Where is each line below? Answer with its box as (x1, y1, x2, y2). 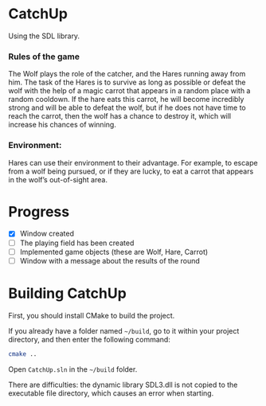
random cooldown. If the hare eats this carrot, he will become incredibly (8, 95, 244, 104)
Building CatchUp (8, 284, 127, 303)
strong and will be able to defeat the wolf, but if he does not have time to (8, 103, 246, 112)
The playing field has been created (19, 238, 135, 248)
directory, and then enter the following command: (8, 334, 171, 344)
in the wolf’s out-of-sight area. (8, 174, 108, 184)
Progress (8, 202, 70, 221)
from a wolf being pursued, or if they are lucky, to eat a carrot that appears (8, 166, 254, 176)
